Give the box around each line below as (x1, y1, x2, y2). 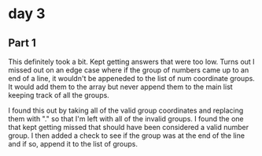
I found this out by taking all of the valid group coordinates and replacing (8, 106, 244, 115)
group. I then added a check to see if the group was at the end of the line (8, 131, 245, 140)
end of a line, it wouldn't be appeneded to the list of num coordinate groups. (8, 74, 256, 83)
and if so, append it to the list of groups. (8, 139, 138, 148)
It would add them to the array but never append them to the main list (8, 82, 234, 91)
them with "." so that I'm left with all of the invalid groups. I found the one (8, 114, 244, 123)
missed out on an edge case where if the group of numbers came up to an (8, 65, 249, 75)
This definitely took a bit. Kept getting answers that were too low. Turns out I (8, 57, 255, 66)
